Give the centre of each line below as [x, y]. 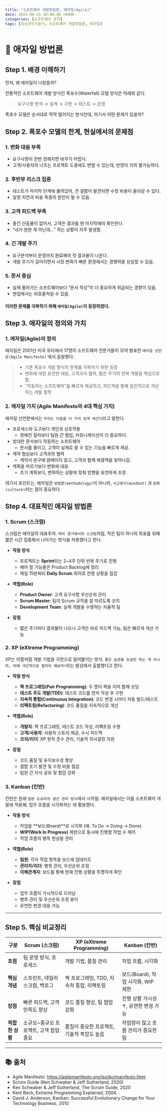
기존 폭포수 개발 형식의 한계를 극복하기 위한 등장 [71, 367]
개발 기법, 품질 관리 [86, 961]
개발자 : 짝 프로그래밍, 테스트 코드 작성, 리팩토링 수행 [70, 726]
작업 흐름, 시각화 [140, 961]
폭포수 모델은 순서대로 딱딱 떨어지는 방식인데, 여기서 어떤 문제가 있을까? [75, 115]
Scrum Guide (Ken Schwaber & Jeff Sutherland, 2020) [68, 1082]
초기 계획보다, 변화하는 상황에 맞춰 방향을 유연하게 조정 [73, 472]
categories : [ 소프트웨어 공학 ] [34, 19]
